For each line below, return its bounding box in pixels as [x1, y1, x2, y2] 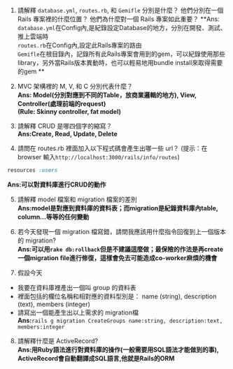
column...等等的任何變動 [17, 212, 90, 221]
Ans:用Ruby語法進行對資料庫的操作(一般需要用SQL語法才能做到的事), [17, 345, 219, 354]
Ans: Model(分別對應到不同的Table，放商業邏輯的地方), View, [17, 91, 197, 99]
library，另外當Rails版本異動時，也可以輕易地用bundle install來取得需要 [17, 59, 223, 66]
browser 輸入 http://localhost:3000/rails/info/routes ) [17, 153, 181, 161]
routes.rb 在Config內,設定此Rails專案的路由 [17, 41, 142, 49]
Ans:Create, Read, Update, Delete [17, 130, 118, 138]
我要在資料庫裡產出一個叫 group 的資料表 [17, 283, 136, 291]
